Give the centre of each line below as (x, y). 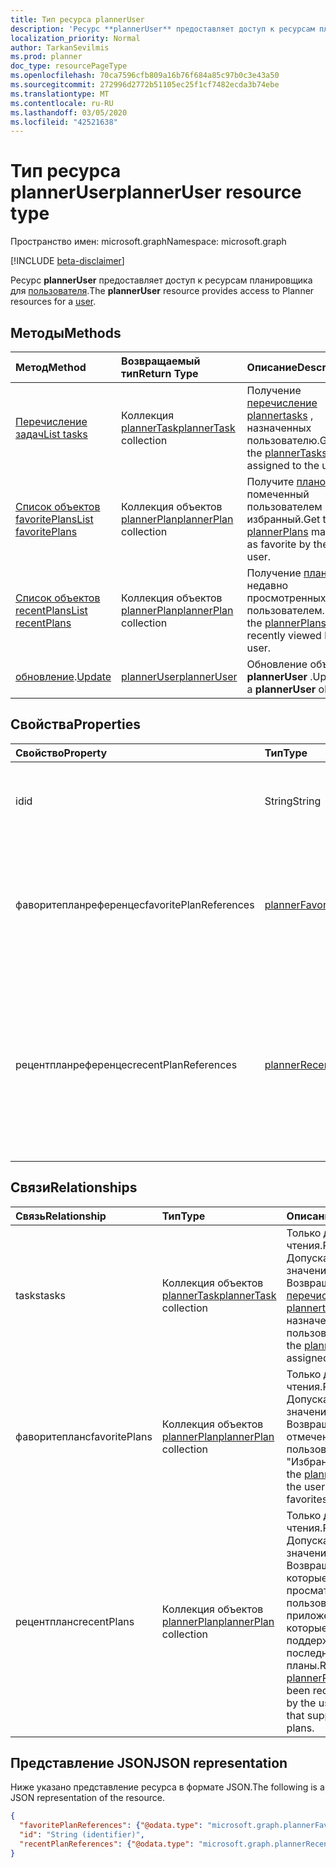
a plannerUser (281, 689)
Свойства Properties (76, 724)
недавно (267, 585)
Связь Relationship (61, 1216)
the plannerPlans (286, 623)
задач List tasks (51, 434)
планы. (303, 1665)
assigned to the (283, 465)
